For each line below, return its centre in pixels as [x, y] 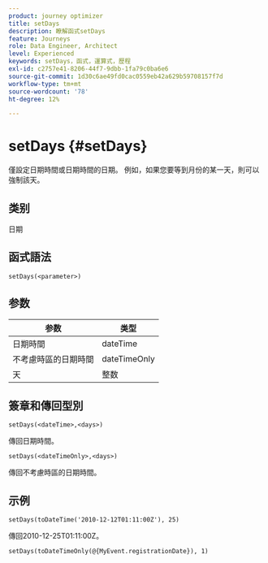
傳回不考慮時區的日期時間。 [55, 473]
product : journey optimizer [56, 16]
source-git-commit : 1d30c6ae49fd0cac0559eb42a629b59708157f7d [116, 76]
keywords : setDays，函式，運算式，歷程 [70, 62]
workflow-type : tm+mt [45, 84]
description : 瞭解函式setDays [57, 31]
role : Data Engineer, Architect [63, 46]
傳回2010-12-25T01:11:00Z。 [56, 536]
